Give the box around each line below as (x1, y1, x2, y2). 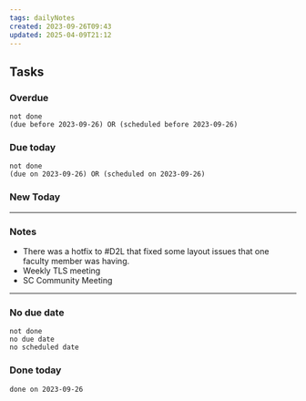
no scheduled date (9, 343, 79, 352)
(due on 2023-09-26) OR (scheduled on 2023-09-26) (9, 170, 206, 179)
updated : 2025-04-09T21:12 (9, 30, 112, 39)
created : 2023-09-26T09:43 (9, 22, 112, 31)
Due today (9, 140, 56, 153)
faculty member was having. (22, 255, 130, 266)
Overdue (9, 91, 49, 104)
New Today (9, 190, 61, 203)
